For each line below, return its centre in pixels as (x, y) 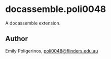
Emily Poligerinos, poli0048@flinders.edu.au (52, 50)
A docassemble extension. (33, 23)
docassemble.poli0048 (56, 9)
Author (16, 39)
